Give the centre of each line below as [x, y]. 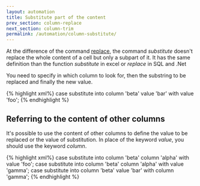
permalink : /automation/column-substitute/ [62, 34]
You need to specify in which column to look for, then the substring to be [96, 76]
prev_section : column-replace [44, 23]
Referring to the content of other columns [86, 118]
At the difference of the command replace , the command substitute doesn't [100, 51]
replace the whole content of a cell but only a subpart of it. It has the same [98, 58]
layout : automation [31, 12]
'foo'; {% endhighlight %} [38, 100]
